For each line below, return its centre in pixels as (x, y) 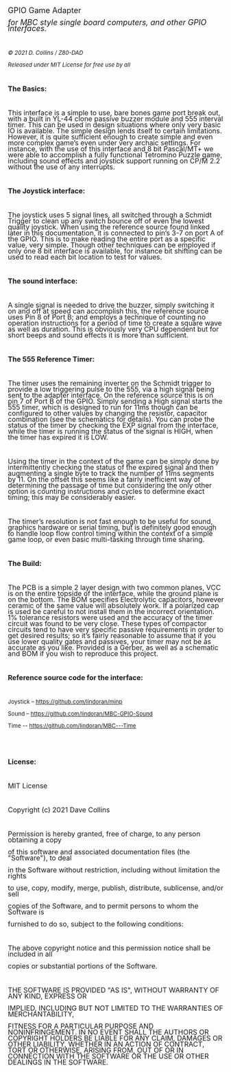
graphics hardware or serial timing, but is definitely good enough (112, 527)
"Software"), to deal (40, 858)
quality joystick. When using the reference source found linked (109, 227)
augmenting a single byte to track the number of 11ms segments (111, 473)
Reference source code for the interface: (75, 677)
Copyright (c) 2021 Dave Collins (59, 810)
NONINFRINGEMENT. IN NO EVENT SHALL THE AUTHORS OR (108, 1032)
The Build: (25, 563)
